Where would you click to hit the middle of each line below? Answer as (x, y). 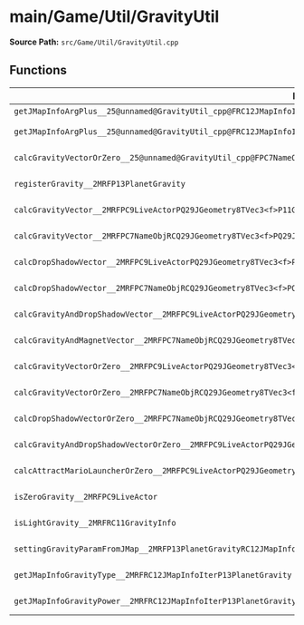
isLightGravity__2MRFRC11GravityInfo (95, 522)
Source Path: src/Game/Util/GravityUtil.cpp (94, 42)
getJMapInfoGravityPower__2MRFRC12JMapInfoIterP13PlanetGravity (155, 601)
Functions (38, 70)
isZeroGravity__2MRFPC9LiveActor (86, 497)
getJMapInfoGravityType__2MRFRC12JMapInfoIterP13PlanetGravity (153, 575)
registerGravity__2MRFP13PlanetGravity (100, 184)
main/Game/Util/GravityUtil (114, 17)
